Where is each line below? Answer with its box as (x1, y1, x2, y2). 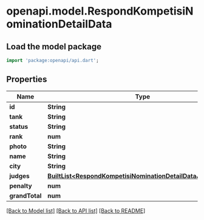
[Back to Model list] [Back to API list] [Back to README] (6, 207, 146, 214)
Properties (6, 74, 47, 84)
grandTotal (9, 191, 42, 200)
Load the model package (6, 41, 102, 52)
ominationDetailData (6, 17, 112, 31)
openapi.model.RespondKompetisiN (6, 4, 194, 18)
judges (9, 171, 30, 180)
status (9, 122, 29, 131)
